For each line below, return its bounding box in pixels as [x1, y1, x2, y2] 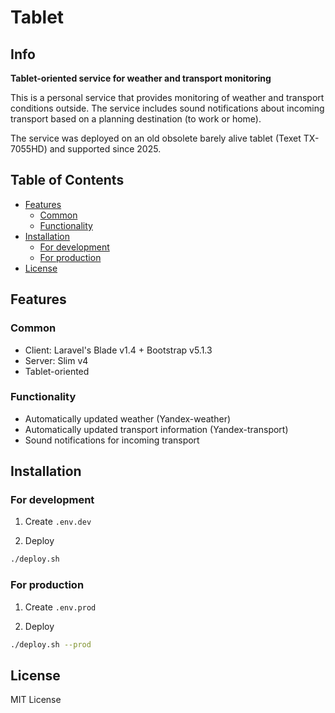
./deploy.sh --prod [10, 639, 92, 650]
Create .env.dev [24, 516, 92, 528]
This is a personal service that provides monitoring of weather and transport [10, 92, 325, 103]
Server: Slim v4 [24, 354, 89, 366]
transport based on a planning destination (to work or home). [10, 113, 262, 125]
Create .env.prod [24, 601, 97, 613]
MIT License [10, 694, 62, 706]
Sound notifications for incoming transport [24, 434, 200, 446]
